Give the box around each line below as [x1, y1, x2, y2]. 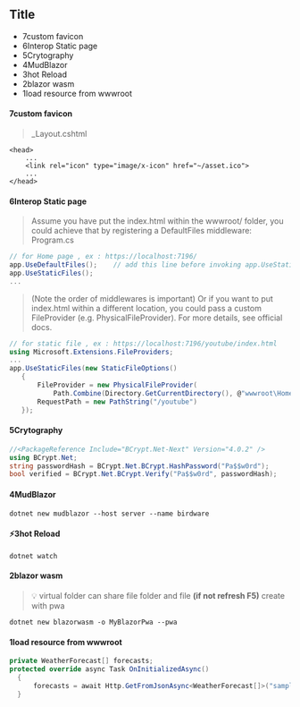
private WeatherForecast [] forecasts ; [9, 657, 154, 666]
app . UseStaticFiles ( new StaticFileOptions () [9, 364, 178, 373]
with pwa [30, 600, 65, 611]
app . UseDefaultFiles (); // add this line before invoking [9, 260, 242, 269]
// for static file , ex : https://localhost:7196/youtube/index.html [9, 339, 278, 348]
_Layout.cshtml [30, 129, 87, 140]
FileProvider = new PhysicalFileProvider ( [37, 380, 198, 390]
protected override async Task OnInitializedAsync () [9, 664, 210, 674]
